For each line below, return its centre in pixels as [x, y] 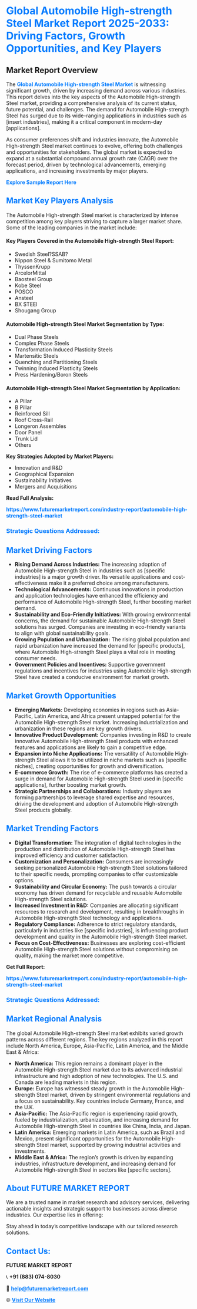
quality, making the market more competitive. [69, 955]
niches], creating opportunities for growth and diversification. [89, 766]
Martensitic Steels [36, 356]
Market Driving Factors [49, 550]
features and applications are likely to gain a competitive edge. [91, 747]
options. [24, 880]
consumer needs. [36, 658]
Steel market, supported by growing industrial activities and [108, 1145]
